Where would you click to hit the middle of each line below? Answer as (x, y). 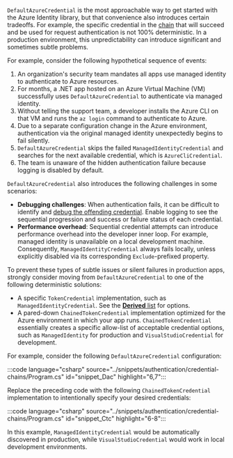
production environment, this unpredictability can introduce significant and (114, 40)
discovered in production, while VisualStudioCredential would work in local (116, 439)
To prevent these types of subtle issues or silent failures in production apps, (116, 270)
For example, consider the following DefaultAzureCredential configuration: (114, 356)
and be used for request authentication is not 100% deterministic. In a (107, 32)
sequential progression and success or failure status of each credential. (120, 219)
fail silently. (33, 141)
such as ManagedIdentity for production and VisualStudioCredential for (120, 335)
